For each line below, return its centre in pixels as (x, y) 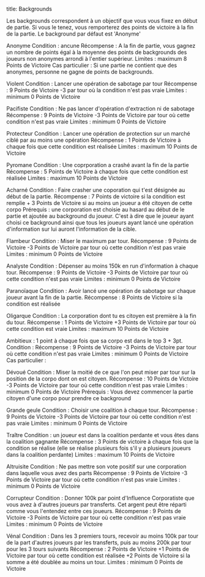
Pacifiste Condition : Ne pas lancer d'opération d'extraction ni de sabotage (100, 109)
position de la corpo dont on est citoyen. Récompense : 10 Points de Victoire (102, 379)
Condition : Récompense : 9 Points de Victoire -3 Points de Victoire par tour (102, 347)
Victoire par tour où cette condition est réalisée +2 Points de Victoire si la (99, 556)
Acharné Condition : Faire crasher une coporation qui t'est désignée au (96, 190)
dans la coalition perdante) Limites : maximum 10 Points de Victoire (91, 455)
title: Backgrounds (29, 9)
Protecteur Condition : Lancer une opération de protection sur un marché (99, 134)
